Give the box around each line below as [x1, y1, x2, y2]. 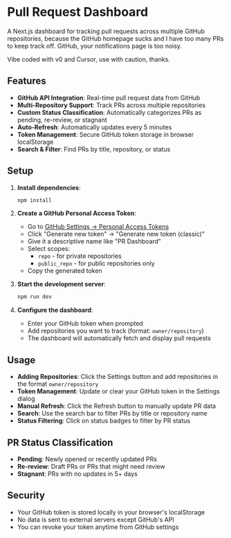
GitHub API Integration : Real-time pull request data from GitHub [17, 93, 201, 102]
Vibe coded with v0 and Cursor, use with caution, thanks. [7, 55, 171, 63]
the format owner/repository [17, 380, 99, 388]
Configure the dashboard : [17, 306, 93, 315]
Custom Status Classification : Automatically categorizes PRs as [17, 108, 202, 116]
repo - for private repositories [37, 252, 122, 260]
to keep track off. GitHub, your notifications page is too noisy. [7, 41, 182, 50]
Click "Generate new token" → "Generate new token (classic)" [27, 230, 205, 239]
